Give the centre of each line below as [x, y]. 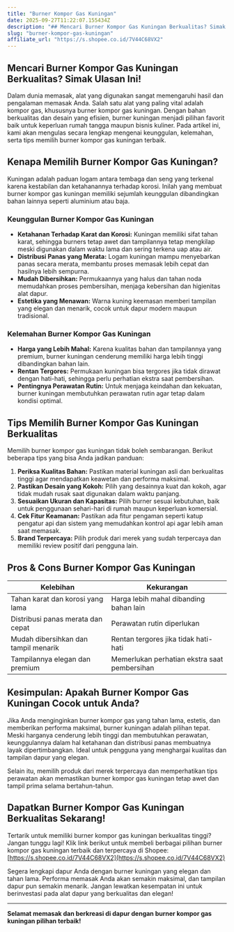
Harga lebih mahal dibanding [158, 599]
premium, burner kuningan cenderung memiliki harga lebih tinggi [110, 356]
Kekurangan [167, 587]
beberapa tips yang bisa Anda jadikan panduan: [76, 458]
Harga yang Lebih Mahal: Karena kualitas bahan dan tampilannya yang [119, 349]
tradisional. [33, 316]
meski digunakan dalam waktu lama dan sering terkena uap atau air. [115, 249]
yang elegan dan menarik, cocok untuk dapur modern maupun [107, 308]
